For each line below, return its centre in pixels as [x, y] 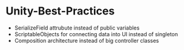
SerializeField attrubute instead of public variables [77, 28]
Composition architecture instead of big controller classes [87, 40]
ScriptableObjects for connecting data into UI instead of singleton [96, 34]
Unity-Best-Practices [60, 11]
